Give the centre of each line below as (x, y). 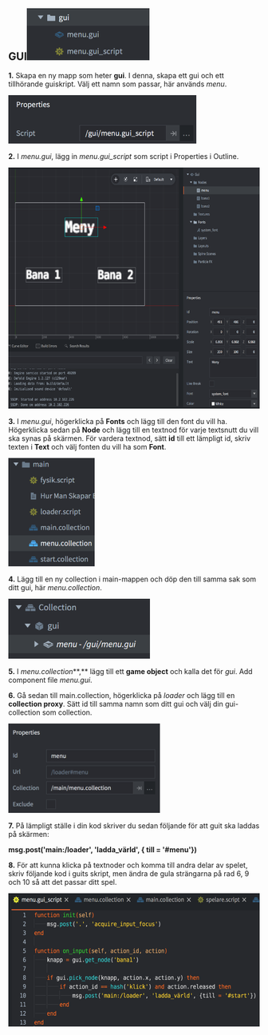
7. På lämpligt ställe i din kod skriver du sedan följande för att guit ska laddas (134, 826)
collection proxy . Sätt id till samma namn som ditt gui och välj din (116, 704)
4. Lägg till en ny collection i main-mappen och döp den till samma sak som (132, 579)
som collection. (67, 712)
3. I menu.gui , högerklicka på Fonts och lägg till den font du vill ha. (118, 422)
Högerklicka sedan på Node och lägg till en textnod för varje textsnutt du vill (134, 430)
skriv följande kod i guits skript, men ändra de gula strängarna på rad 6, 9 (129, 874)
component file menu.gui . (51, 680)
